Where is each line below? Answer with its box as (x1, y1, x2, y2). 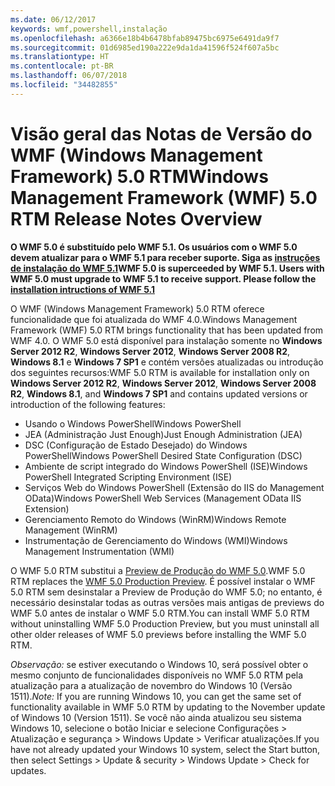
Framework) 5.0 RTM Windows (10, 165, 269, 188)
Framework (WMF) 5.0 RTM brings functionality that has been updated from (10, 324, 324, 336)
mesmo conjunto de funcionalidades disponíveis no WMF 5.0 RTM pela (10, 669, 304, 681)
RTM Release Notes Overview (10, 207, 263, 230)
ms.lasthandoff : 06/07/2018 (10, 71, 128, 81)
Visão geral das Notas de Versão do (10, 122, 313, 145)
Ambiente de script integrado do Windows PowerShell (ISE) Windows (24, 460, 308, 472)
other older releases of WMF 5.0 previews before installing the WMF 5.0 (10, 628, 307, 640)
